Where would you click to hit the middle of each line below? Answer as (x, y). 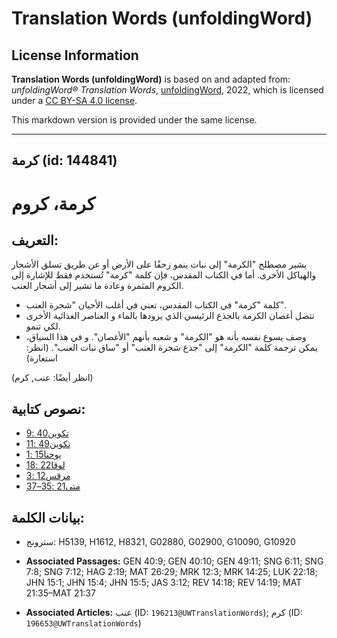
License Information (75, 55)
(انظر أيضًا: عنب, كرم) (52, 378)
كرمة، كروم (53, 203)
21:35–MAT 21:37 (60, 593)
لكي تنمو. (43, 326)
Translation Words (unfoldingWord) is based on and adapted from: (151, 79)
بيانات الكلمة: (48, 517)
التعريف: (35, 240)
